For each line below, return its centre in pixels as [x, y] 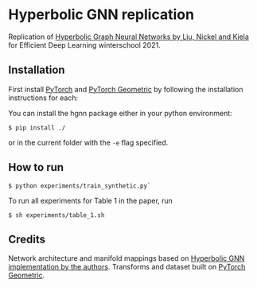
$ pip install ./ [37, 128]
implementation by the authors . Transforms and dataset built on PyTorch [127, 267]
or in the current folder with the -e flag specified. [88, 142]
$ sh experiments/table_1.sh [56, 215]
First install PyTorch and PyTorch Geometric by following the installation [126, 89]
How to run [36, 167]
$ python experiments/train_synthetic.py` [80, 186]
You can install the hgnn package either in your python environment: [120, 113]
